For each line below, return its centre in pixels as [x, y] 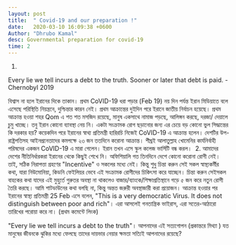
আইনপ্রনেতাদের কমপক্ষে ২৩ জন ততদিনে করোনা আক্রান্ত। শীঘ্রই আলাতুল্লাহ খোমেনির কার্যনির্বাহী [123, 140]
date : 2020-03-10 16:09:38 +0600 [60, 27]
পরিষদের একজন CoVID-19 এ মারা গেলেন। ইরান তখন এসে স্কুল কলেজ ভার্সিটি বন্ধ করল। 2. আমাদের [113, 148]
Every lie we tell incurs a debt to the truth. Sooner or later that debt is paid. [116, 80]
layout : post [27, 14]
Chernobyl [23, 87]
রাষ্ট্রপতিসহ [18, 140]
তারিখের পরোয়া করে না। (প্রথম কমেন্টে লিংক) [53, 212]
